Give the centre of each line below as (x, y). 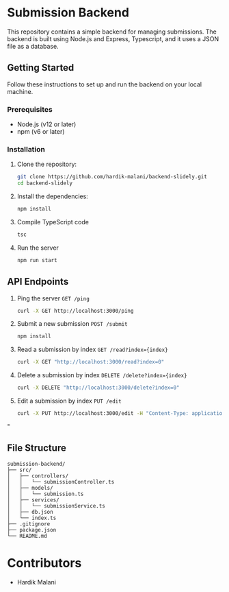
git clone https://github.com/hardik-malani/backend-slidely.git (112, 177)
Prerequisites (30, 109)
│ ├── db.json (30, 512)
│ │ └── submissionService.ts (56, 506)
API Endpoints (38, 282)
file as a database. (33, 46)
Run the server (38, 248)
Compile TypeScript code (53, 222)
